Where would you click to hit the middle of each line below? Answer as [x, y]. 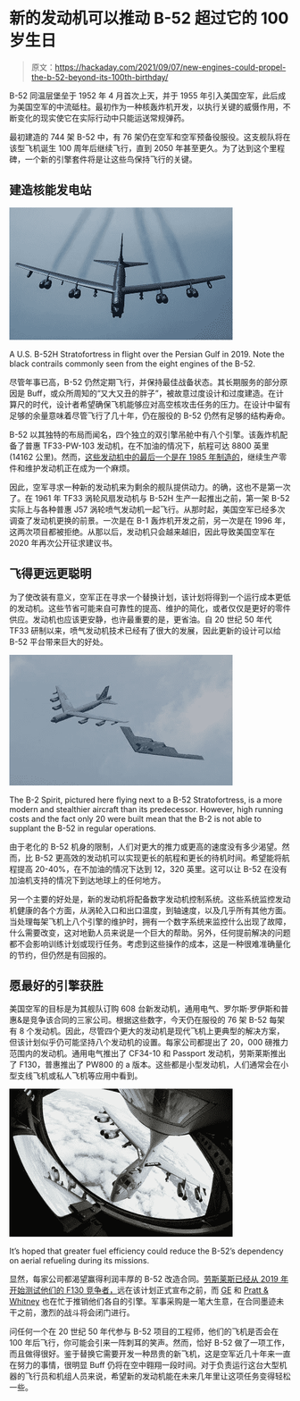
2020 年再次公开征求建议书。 [63, 542]
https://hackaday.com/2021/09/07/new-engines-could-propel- [171, 67]
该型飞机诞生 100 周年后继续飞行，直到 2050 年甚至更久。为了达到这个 [139, 147]
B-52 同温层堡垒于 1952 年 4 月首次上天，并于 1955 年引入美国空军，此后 [144, 96]
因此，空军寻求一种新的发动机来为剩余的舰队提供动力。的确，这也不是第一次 [150, 487]
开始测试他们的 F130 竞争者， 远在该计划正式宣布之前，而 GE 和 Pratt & [139, 1290]
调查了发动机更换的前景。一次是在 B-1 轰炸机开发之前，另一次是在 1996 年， [150, 520]
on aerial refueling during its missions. [79, 1261]
